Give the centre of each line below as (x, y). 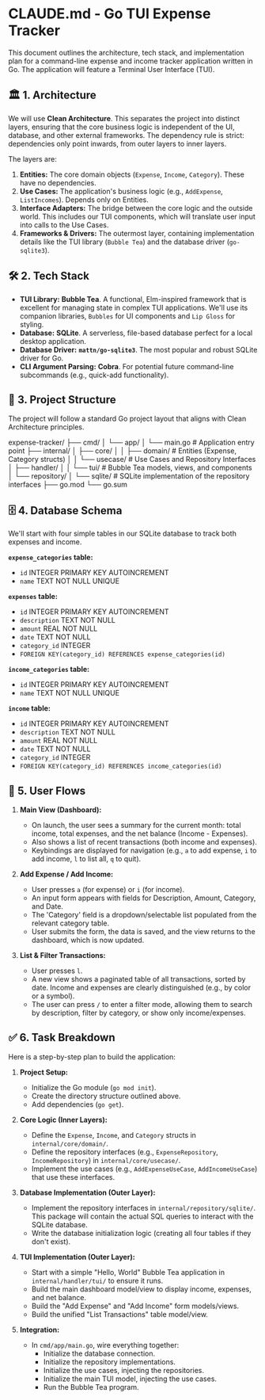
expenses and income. (45, 542)
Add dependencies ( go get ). (78, 1104)
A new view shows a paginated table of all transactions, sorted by (138, 979)
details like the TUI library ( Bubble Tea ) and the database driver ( (125, 242)
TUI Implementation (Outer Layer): (78, 1257)
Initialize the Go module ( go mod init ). (94, 1087)
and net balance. (59, 1297)
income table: (30, 708)
